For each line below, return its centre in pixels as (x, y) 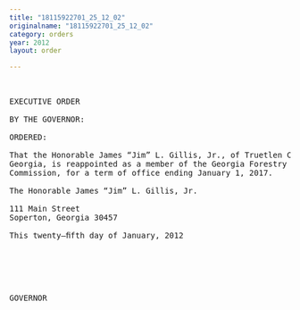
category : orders (42, 34)
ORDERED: (28, 138)
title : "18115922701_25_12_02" (67, 17)
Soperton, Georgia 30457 (63, 218)
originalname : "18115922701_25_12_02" (81, 26)
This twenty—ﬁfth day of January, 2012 (96, 236)
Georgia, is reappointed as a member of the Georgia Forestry (148, 164)
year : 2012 (29, 42)
